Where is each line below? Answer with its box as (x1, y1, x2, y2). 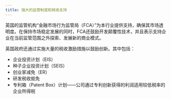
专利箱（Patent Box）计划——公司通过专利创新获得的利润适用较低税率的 (12, 82, 165, 88)
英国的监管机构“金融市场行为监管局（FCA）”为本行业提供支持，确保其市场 (5, 22, 159, 28)
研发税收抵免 (12, 75, 40, 81)
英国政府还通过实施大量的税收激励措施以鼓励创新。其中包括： (5, 45, 135, 51)
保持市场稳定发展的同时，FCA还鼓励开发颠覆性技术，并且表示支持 (22, 28, 162, 35)
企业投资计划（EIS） (12, 56, 56, 62)
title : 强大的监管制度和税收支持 (5, 7, 67, 13)
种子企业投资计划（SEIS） (12, 62, 67, 69)
